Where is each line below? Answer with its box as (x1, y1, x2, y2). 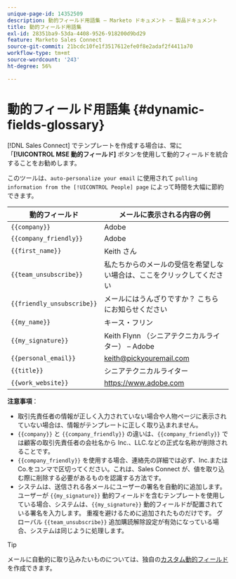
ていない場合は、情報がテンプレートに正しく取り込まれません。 (17, 421, 202, 429)
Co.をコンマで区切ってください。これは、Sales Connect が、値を (17, 464, 206, 473)
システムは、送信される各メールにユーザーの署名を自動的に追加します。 (17, 482, 226, 490)
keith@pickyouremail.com (104, 353, 190, 363)
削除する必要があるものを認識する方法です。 (36, 473, 165, 482)
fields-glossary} (7, 117, 105, 132)
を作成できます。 (7, 564, 56, 572)
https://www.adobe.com (104, 378, 185, 387)
